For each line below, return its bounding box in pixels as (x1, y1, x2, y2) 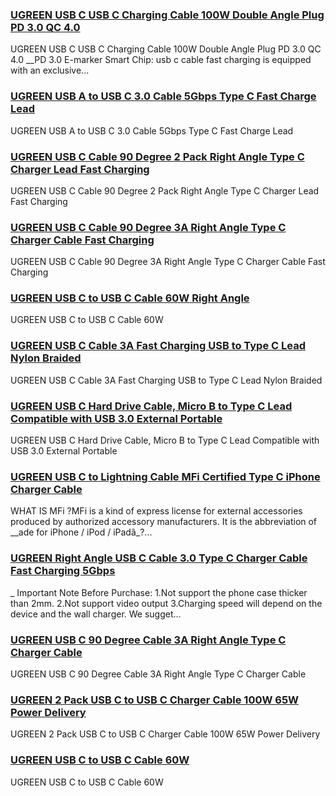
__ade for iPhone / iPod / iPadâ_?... (10, 526, 153, 538)
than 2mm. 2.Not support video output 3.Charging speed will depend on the (10, 597, 323, 609)
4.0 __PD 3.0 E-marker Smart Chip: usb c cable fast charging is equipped (10, 54, 312, 66)
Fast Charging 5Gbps (10, 564, 116, 578)
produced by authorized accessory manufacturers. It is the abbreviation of (10, 516, 318, 528)
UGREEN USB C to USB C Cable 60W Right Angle (10, 291, 250, 305)
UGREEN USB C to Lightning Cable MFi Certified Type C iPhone (10, 470, 321, 483)
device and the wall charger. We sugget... (10, 608, 182, 620)
